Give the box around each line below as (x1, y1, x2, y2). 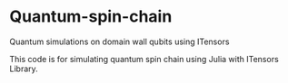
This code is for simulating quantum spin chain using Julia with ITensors (9, 53, 279, 64)
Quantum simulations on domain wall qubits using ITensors (9, 36, 230, 47)
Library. (9, 63, 38, 74)
